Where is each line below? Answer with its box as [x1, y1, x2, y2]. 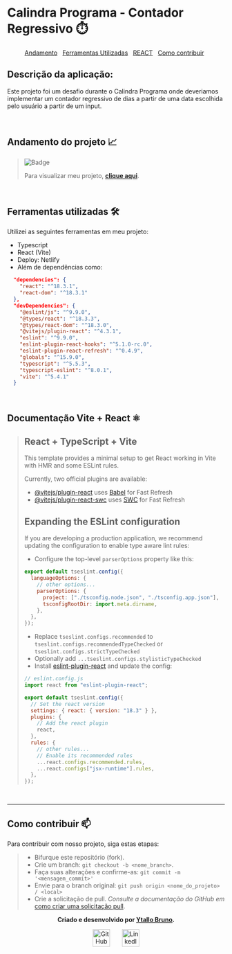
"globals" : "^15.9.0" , [19, 353, 85, 361]
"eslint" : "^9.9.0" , [19, 335, 79, 342]
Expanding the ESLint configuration [23, 515, 181, 527]
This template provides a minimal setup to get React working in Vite [23, 454, 216, 462]
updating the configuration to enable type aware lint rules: [23, 542, 190, 550]
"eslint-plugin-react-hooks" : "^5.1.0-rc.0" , [19, 341, 153, 348]
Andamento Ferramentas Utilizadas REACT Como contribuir [24, 48, 204, 57]
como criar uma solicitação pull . [34, 902, 126, 910]
